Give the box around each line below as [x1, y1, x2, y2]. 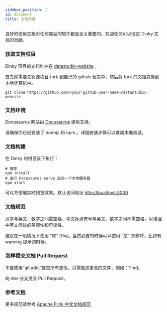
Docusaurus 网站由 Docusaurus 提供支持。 [5, 119, 93, 125]
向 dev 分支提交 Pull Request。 [5, 275, 69, 281]
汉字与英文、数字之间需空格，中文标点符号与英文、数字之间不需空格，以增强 [5, 215, 162, 222]
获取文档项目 [5, 51, 36, 58]
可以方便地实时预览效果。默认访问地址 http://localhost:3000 [5, 190, 128, 196]
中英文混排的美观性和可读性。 [5, 222, 66, 228]
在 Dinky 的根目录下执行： [5, 156, 59, 161]
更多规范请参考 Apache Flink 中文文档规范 [5, 301, 91, 307]
